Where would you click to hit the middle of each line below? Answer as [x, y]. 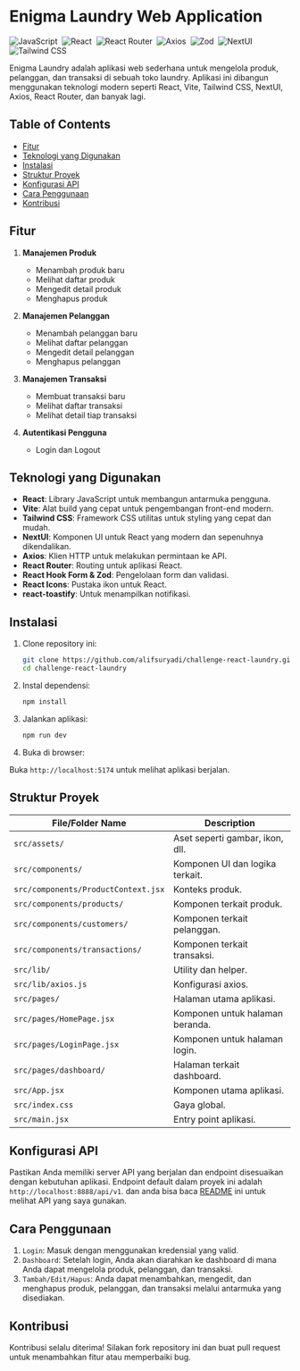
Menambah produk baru [80, 270]
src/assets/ [39, 843]
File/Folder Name [89, 823]
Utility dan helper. [211, 969]
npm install [44, 702]
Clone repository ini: [59, 644]
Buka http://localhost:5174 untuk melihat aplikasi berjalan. [120, 769]
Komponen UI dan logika [225, 864]
